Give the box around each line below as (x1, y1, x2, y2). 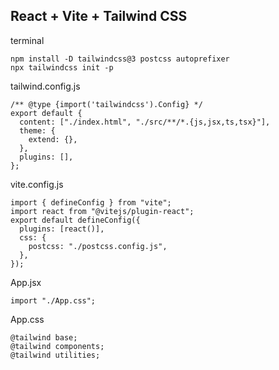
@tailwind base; (10, 332, 78, 343)
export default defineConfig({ (10, 215, 141, 225)
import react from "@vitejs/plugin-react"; (10, 206, 195, 216)
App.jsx (10, 276, 42, 288)
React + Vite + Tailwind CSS (10, 8, 188, 25)
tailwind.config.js (10, 80, 81, 92)
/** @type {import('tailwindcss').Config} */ (10, 99, 203, 109)
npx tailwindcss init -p (10, 62, 114, 73)
